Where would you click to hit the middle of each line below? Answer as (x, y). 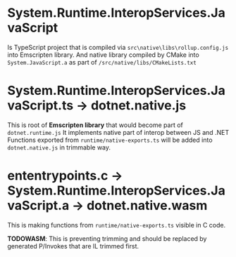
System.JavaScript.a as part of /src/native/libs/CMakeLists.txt (102, 62)
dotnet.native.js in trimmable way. (59, 147)
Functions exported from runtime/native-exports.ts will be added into (110, 140)
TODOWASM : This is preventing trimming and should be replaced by (107, 238)
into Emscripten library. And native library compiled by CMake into (103, 55)
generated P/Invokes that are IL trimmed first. (73, 246)
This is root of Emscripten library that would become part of (95, 125)
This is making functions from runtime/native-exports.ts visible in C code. (117, 225)
